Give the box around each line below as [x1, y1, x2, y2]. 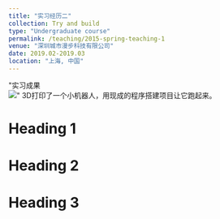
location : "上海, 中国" [8, 58, 84, 66]
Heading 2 [8, 157, 80, 175]
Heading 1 [8, 119, 77, 138]
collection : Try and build [8, 19, 100, 28]
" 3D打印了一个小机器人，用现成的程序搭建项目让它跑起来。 [16, 90, 217, 100]
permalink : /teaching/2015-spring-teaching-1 [8, 34, 165, 43]
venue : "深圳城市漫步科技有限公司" [8, 42, 114, 50]
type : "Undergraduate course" [8, 27, 111, 35]
